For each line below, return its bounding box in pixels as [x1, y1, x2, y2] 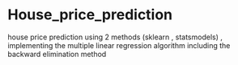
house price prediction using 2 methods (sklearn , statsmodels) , [7, 32, 223, 42]
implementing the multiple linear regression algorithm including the [7, 40, 231, 50]
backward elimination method [7, 49, 107, 59]
